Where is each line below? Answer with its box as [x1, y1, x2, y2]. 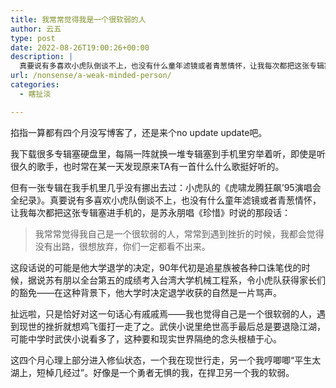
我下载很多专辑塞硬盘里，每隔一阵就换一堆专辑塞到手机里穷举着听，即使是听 [10, 147, 326, 160]
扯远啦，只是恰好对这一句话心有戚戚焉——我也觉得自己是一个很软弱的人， [10, 307, 317, 320]
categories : [10, 80, 60, 90]
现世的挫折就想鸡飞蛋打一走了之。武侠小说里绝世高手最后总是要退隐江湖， [18, 320, 326, 332]
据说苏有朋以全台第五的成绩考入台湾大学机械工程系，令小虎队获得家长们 [27, 274, 326, 286]
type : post [10, 33, 56, 43]
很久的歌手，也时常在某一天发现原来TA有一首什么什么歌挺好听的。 [10, 160, 285, 172]
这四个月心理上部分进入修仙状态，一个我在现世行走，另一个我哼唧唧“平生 [10, 354, 313, 366]
